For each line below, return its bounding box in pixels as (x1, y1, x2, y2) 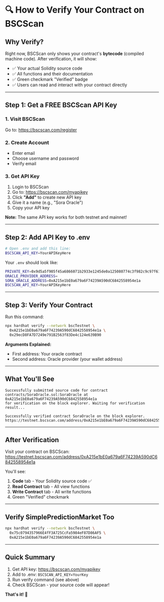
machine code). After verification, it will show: (5, 56, 97, 62)
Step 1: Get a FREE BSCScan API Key (5, 101, 117, 109)
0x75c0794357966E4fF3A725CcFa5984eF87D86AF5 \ (9, 530, 106, 535)
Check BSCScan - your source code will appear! (12, 582, 110, 588)
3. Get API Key (5, 173, 40, 179)
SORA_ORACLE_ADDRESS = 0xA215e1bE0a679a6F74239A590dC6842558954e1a (5, 278, 141, 283)
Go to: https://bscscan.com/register (5, 126, 77, 133)
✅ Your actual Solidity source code (12, 65, 82, 71)
